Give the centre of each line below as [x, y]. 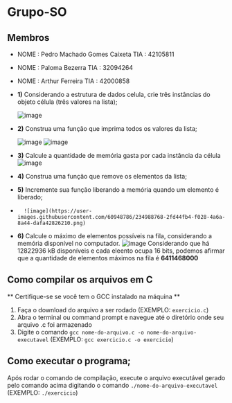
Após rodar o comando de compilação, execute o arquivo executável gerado [116, 377]
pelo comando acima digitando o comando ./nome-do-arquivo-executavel [113, 385]
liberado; [30, 197]
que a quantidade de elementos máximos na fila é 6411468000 [108, 258]
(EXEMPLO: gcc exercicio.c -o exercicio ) [112, 339]
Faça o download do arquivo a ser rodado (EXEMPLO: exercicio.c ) [113, 310]
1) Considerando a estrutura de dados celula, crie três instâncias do [114, 95]
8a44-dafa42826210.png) [52, 223]
